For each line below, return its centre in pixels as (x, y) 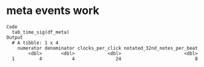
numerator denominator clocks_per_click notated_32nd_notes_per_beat (108, 48)
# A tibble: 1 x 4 (35, 43)
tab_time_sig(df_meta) (41, 32)
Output (15, 37)
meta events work (53, 11)
